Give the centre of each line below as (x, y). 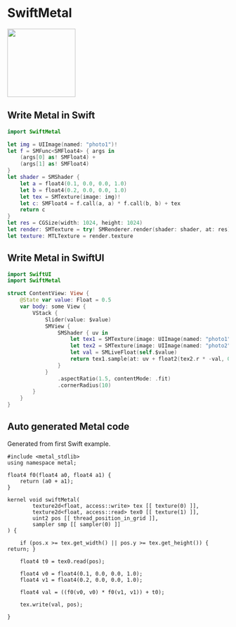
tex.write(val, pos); (51, 604)
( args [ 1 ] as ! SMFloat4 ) (55, 164)
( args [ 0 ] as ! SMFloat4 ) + (58, 157)
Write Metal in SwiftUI (56, 258)
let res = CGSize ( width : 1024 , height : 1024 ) (75, 223)
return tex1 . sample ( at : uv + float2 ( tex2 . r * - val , (147, 359)
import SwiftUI (29, 274)
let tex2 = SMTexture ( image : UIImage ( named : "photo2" (150, 346)
